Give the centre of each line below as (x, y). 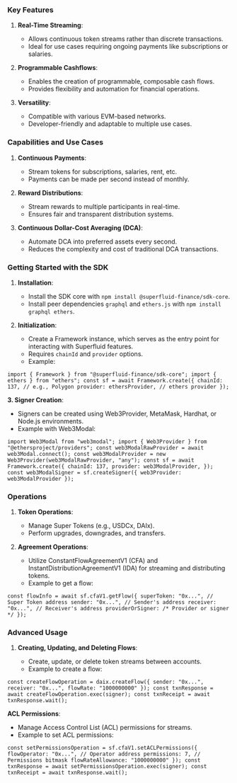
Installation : (35, 282)
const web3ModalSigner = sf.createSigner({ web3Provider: (94, 472)
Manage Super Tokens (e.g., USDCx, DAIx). (91, 526)
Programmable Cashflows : (57, 68)
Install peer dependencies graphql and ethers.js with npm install (125, 304)
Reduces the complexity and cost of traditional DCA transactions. (123, 248)
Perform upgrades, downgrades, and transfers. (97, 533)
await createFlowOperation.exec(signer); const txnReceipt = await (109, 695)
